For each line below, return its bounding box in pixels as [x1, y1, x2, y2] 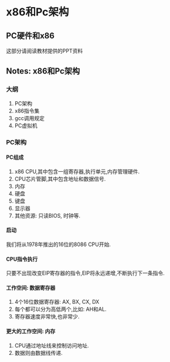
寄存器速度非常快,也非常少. [14, 313, 80, 320]
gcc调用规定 [14, 114, 45, 121]
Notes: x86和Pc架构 [6, 66, 80, 77]
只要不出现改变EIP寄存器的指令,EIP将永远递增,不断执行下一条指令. [6, 270, 165, 277]
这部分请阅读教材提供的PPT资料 [6, 48, 83, 54]
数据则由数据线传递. [14, 349, 63, 356]
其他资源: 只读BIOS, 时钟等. [14, 212, 81, 219]
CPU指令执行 [6, 255, 38, 263]
